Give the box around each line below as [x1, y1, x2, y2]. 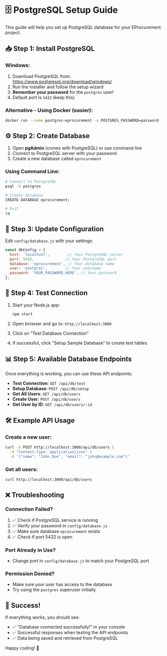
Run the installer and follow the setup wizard [12, 83, 104, 90]
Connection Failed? [5, 506, 53, 512]
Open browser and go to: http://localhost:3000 [12, 320, 112, 326]
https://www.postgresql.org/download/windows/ [12, 78, 112, 84]
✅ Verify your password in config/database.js [12, 522, 108, 528]
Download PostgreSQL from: [12, 73, 71, 79]
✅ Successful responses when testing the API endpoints [12, 630, 128, 636]
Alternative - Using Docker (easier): [5, 107, 93, 114]
